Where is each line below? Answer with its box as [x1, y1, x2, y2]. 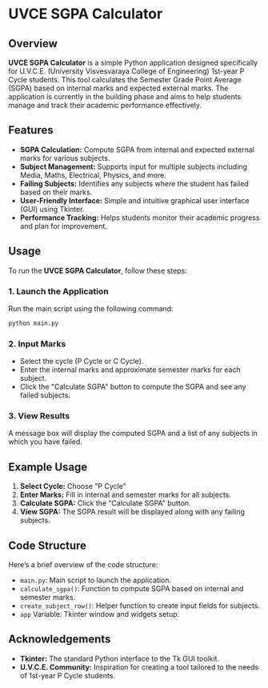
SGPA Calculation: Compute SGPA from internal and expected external [19, 145, 254, 154]
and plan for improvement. [19, 221, 108, 230]
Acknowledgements [8, 633, 111, 646]
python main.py [8, 319, 59, 327]
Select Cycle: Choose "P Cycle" [19, 482, 126, 491]
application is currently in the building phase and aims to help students [8, 92, 242, 101]
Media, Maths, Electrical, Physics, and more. [19, 170, 166, 180]
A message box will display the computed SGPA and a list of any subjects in [8, 429, 258, 438]
